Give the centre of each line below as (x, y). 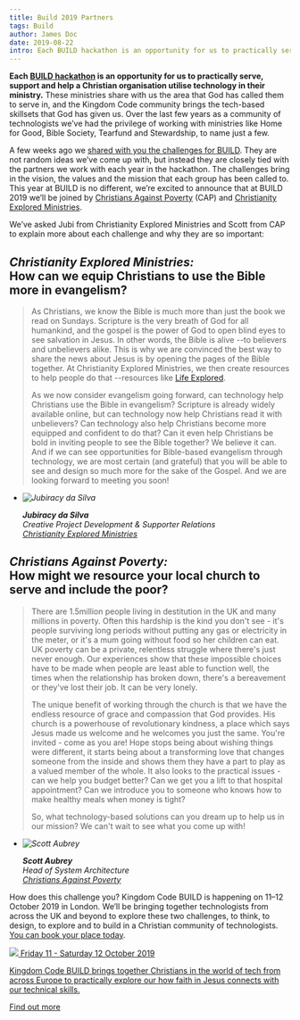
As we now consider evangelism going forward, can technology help (157, 394)
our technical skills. (45, 989)
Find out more (35, 1007)
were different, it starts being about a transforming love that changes (158, 751)
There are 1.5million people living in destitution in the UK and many (154, 611)
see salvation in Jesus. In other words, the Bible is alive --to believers (159, 339)
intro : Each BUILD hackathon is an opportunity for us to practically (143, 51)
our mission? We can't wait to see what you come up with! (138, 825)
